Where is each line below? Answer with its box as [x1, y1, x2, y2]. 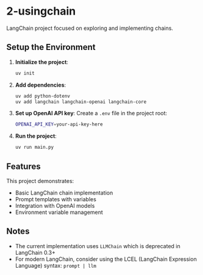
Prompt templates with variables [15, 195, 96, 202]
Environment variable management [15, 209, 104, 216]
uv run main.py [15, 145, 54, 151]
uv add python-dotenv [15, 93, 70, 99]
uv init [15, 70, 35, 76]
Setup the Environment [6, 42, 96, 52]
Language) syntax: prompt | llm [15, 262, 96, 269]
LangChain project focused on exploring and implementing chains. [6, 24, 174, 32]
